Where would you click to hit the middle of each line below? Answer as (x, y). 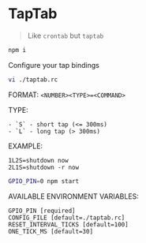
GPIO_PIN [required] (42, 211)
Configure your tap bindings (54, 65)
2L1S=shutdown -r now (44, 167)
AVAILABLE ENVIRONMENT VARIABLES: (74, 196)
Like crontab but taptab (66, 36)
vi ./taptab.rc (33, 80)
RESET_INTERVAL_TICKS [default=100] (68, 224)
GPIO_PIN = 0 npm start (44, 181)
